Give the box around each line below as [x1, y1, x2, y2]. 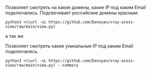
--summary [57, 63, 79, 68]
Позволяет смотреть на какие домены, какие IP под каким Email [5, 5, 146, 10]
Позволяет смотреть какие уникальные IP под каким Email [5, 43, 134, 49]
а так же [5, 33, 24, 39]
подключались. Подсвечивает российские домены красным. [5, 10, 139, 16]
